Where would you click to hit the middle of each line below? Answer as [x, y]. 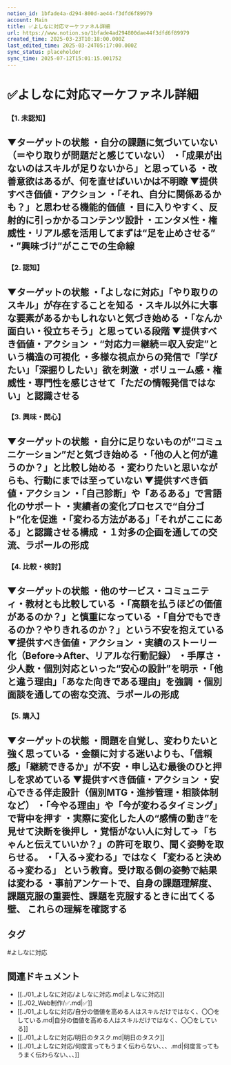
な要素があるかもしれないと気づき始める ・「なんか [115, 318]
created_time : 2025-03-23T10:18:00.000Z [66, 39]
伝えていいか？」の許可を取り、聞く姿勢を [124, 844]
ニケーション [34, 454]
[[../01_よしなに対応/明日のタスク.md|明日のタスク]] [91, 1037]
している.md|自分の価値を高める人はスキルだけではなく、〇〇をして [114, 1020]
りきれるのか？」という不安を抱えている [138, 630]
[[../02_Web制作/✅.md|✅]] [55, 1003]
